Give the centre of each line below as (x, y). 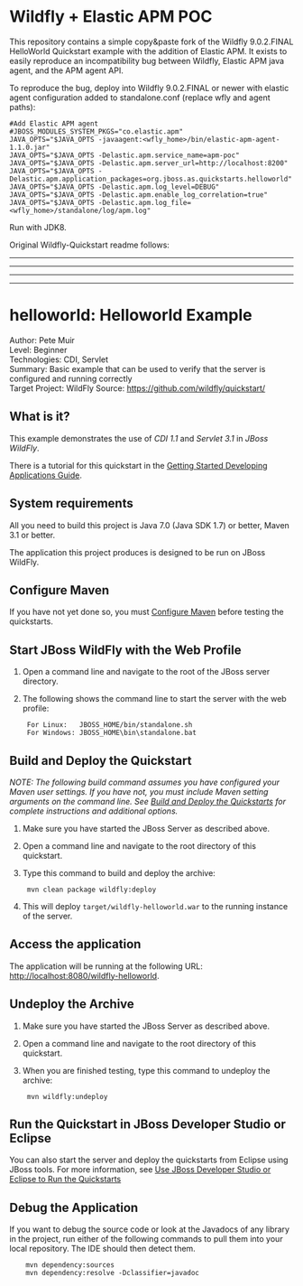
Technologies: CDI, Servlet (59, 359)
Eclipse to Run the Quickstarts (65, 1179)
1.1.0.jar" (30, 147)
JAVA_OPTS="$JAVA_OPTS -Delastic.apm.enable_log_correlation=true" (139, 195)
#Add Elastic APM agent (54, 124)
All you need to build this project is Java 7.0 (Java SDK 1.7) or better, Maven (150, 525)
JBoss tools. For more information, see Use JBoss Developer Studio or (140, 1170)
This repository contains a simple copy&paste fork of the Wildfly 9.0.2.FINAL (151, 42)
